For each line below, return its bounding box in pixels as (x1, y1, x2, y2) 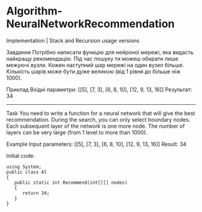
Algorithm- (6, 4, 63, 18)
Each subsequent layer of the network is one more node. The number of (6, 122, 185, 129)
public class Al (6, 169, 47, 175)
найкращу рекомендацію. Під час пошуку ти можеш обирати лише (6, 55, 179, 62)
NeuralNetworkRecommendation (6, 17, 175, 31)
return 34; (22, 190, 50, 196)
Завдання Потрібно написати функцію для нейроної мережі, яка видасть (6, 48, 194, 55)
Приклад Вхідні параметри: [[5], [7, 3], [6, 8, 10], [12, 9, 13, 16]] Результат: (6, 86, 192, 93)
